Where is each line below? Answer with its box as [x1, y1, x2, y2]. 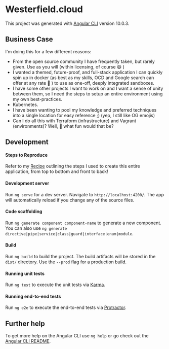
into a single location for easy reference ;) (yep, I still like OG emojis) [12, 112, 155, 118]
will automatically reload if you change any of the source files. [5, 197, 135, 203]
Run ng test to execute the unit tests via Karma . [5, 282, 105, 288]
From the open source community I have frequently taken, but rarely [12, 58, 155, 64]
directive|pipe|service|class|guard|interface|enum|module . [5, 230, 134, 236]
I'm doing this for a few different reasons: [5, 48, 92, 54]
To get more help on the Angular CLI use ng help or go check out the [5, 333, 149, 339]
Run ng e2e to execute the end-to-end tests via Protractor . [5, 304, 126, 310]
